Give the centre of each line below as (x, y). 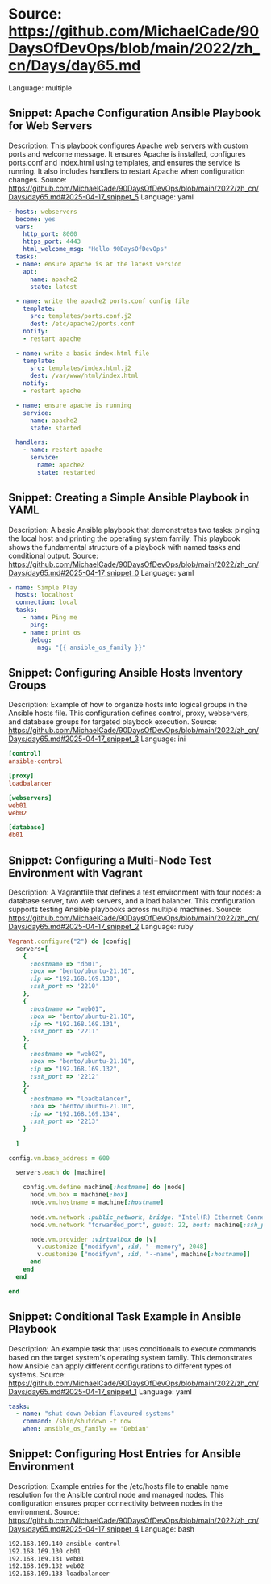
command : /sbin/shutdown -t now (77, 1422)
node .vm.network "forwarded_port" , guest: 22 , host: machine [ (136, 1225)
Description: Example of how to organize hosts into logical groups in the (128, 705)
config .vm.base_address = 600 (59, 1158)
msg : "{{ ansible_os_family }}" (92, 647)
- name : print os (52, 632)
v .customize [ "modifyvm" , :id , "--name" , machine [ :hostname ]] (144, 1255)
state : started (55, 428)
